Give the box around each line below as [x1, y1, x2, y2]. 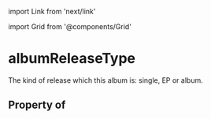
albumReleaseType [8, 50, 136, 68]
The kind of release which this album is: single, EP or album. [8, 75, 203, 85]
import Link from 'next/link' [8, 7, 96, 16]
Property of [8, 99, 66, 112]
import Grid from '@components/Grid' [8, 22, 132, 31]
